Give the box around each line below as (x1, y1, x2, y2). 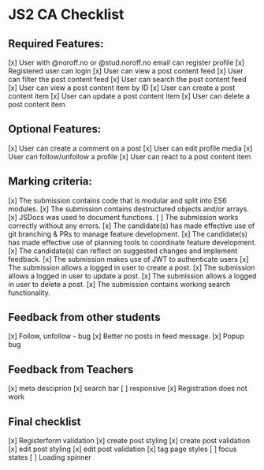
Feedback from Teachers (8, 363, 134, 376)
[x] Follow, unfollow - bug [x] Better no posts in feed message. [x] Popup (8, 331, 244, 341)
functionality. (8, 288, 51, 297)
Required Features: (8, 37, 104, 50)
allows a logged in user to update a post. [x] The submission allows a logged (8, 270, 257, 281)
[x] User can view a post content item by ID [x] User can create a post (8, 83, 236, 92)
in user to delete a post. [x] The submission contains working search (8, 279, 231, 289)
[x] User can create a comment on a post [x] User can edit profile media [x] (8, 144, 253, 153)
